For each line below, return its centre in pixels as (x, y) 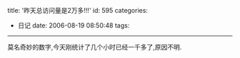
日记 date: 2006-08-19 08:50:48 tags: (74, 25)
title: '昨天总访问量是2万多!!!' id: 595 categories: (78, 10)
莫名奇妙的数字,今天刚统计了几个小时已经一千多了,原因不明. (95, 47)
